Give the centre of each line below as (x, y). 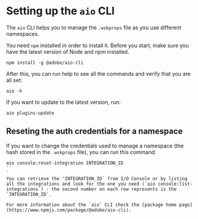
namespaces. (23, 33)
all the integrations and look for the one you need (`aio (81, 184)
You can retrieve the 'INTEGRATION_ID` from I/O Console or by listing (97, 178)
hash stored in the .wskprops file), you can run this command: (81, 152)
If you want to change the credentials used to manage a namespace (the (95, 146)
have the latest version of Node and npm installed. (68, 51)
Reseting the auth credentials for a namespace (95, 132)
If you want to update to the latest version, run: (63, 102)
